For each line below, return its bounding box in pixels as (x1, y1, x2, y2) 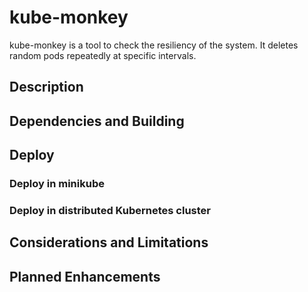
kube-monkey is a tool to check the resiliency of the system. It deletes (9, 39, 299, 51)
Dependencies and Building (9, 112, 185, 130)
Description (9, 79, 84, 96)
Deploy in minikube (9, 177, 105, 191)
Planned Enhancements (9, 268, 161, 285)
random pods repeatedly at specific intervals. (9, 49, 197, 61)
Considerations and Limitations (9, 234, 209, 251)
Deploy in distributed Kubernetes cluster (9, 203, 212, 217)
